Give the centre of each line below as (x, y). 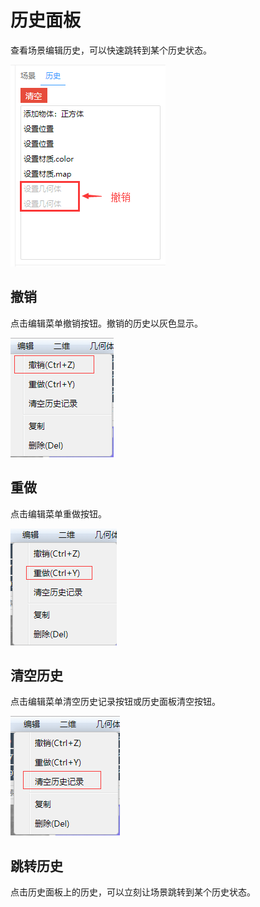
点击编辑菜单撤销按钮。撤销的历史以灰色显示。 (106, 323)
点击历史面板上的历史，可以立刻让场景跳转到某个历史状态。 (133, 892)
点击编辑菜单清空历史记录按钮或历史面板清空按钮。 (115, 702)
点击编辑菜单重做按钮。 (58, 513)
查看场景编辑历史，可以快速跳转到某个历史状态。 (111, 50)
